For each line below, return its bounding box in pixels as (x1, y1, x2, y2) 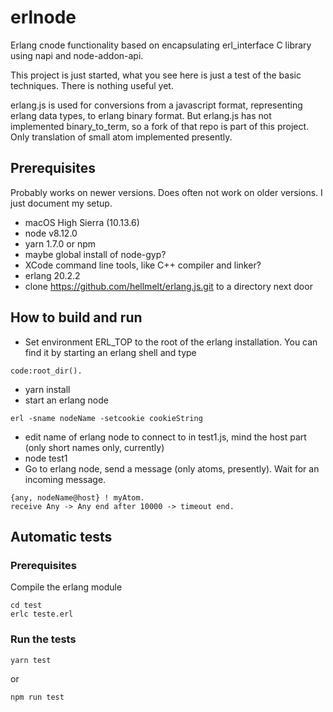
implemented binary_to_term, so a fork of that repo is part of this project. (10, 120, 310, 132)
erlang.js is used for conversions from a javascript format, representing (10, 99, 303, 111)
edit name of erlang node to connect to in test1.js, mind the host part (24, 431, 307, 443)
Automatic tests (10, 528, 113, 545)
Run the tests (10, 632, 77, 646)
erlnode (10, 6, 77, 29)
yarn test (10, 655, 52, 665)
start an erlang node (24, 394, 109, 406)
